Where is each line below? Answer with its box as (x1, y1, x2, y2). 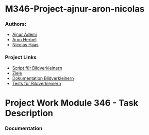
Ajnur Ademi (12, 31, 37, 37)
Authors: (5, 21, 27, 28)
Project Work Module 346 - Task (5, 97, 138, 108)
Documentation (5, 125, 43, 132)
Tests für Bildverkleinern (12, 80, 62, 86)
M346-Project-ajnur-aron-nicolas (5, 3, 145, 15)
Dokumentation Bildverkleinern (12, 75, 74, 81)
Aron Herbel (12, 37, 37, 43)
